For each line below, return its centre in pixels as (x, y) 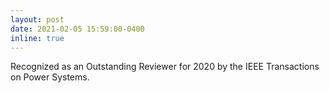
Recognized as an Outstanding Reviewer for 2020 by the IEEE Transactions (165, 67)
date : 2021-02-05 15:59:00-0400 (77, 29)
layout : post (37, 19)
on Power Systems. (50, 77)
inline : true (37, 38)
